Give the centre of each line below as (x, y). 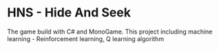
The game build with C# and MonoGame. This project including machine (110, 32)
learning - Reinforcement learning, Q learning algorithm (85, 38)
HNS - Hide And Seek (69, 13)
